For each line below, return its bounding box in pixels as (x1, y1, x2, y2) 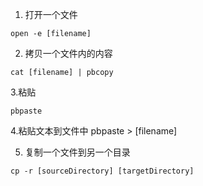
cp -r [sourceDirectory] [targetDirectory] (10, 166, 195, 176)
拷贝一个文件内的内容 (24, 48, 113, 59)
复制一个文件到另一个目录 (24, 146, 131, 158)
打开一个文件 (24, 9, 78, 20)
